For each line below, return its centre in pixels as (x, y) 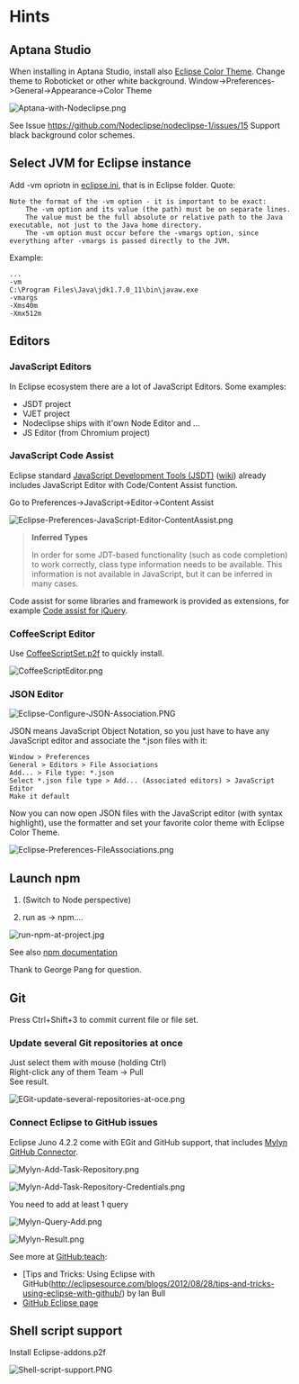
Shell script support (66, 1331)
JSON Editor (37, 694)
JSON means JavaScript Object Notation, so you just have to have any (140, 731)
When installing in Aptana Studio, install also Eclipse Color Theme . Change (147, 71)
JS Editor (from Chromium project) (86, 432)
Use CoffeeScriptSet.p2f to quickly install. (87, 654)
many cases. (55, 583)
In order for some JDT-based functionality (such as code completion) (159, 555)
